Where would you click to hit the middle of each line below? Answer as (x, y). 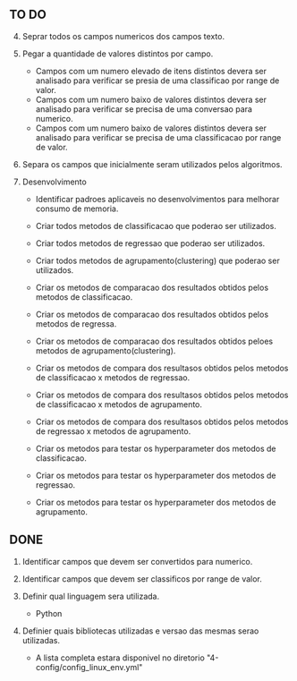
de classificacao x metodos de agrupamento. (119, 404)
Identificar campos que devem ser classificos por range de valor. (142, 579)
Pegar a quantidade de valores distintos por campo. (118, 54)
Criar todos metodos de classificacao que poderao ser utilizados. (156, 226)
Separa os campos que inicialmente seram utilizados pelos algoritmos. (153, 164)
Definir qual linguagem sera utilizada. (90, 596)
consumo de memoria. (77, 209)
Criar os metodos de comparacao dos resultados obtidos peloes (154, 341)
